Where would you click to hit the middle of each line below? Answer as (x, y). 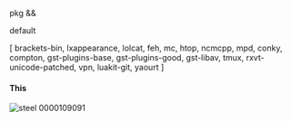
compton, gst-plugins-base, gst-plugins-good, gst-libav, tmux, (127, 57)
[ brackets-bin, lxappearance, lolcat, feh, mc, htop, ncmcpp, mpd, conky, (146, 48)
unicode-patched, (43, 67)
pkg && (23, 13)
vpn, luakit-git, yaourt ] (121, 67)
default (23, 30)
